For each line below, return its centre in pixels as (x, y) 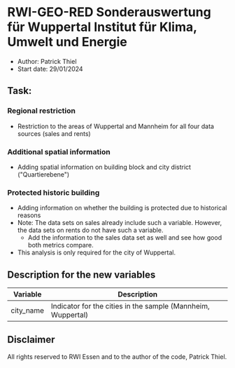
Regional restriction (41, 111)
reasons (29, 215)
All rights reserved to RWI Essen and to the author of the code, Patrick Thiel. (117, 356)
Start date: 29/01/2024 (50, 69)
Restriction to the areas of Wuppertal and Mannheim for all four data (116, 126)
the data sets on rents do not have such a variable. (90, 230)
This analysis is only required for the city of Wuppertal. (97, 252)
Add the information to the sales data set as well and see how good (125, 238)
